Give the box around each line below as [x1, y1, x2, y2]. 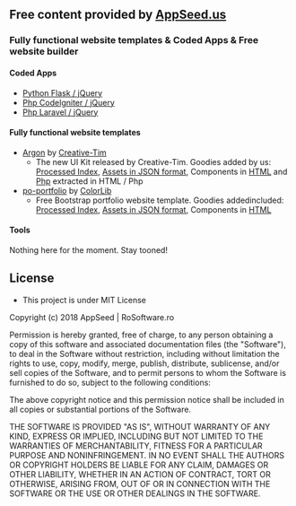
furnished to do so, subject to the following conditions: [9, 377, 211, 388]
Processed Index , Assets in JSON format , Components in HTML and [35, 166, 288, 177]
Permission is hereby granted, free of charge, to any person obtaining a [9, 329, 274, 340]
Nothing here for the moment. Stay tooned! [9, 244, 169, 255]
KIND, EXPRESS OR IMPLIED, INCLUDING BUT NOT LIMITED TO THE [9, 431, 264, 441]
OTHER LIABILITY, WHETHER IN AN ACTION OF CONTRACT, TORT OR [9, 468, 271, 479]
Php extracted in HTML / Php [35, 175, 144, 187]
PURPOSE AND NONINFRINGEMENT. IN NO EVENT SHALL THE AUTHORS [9, 449, 285, 460]
